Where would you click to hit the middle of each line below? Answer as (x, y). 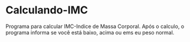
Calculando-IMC (47, 10)
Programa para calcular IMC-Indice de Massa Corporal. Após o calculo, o (95, 26)
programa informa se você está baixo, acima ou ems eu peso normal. (90, 32)
